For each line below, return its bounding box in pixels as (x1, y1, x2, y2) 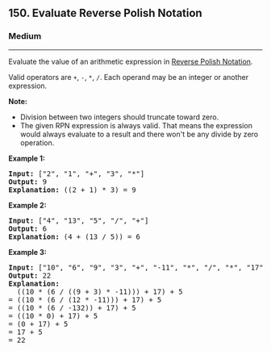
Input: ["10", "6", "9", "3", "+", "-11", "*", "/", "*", (8, 262, 243, 272)
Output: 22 (8, 270, 52, 280)
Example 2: (8, 200, 47, 210)
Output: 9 (8, 177, 47, 186)
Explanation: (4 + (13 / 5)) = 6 (8, 232, 141, 241)
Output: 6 (8, 224, 47, 233)
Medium (8, 31, 42, 42)
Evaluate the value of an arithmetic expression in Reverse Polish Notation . (8, 56, 253, 66)
